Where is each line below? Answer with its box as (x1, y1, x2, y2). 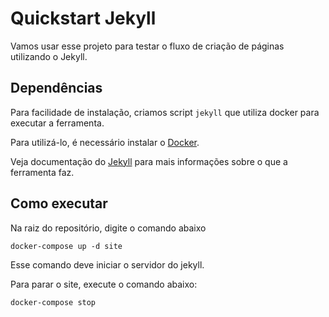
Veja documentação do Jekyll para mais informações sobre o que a (10, 155, 288, 167)
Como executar (10, 195, 108, 212)
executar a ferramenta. (10, 117, 105, 129)
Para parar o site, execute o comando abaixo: (10, 278, 198, 290)
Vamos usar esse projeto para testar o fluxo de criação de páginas (10, 40, 285, 52)
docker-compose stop (10, 297, 97, 307)
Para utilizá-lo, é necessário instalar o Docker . (10, 136, 200, 148)
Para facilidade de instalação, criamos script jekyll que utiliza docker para (10, 106, 320, 118)
